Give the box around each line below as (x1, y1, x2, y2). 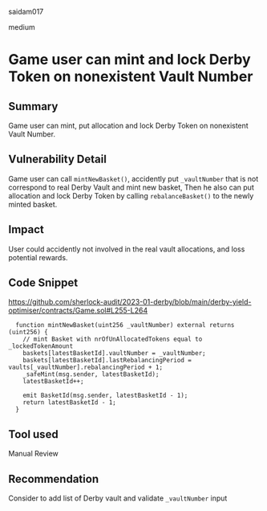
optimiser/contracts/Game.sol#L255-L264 (8, 305, 148, 316)
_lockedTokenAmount (8, 342, 74, 350)
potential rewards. (8, 252, 68, 262)
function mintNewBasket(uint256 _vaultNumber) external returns (15, 321, 235, 329)
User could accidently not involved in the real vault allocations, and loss (8, 244, 245, 254)
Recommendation (8, 472, 99, 485)
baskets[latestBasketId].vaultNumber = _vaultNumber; (22, 350, 206, 358)
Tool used (8, 427, 59, 441)
